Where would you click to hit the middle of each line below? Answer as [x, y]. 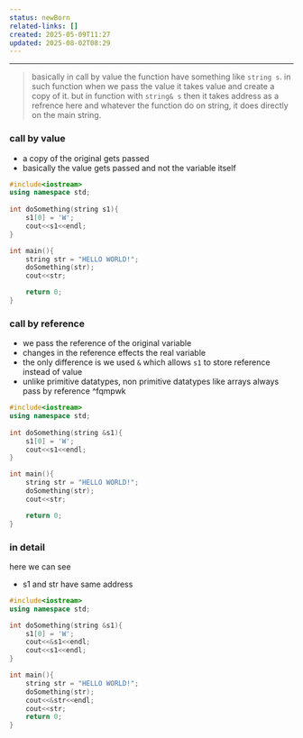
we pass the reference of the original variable [107, 343]
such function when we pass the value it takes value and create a [153, 87]
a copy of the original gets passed [86, 158]
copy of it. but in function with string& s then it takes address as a [155, 96]
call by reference [47, 323]
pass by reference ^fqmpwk [74, 391]
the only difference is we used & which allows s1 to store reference [146, 362]
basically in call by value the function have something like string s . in [161, 77]
